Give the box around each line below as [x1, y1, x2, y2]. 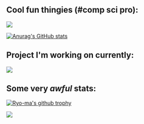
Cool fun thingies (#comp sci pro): [6, 5, 139, 15]
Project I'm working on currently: [6, 50, 134, 60]
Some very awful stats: [6, 83, 97, 94]
